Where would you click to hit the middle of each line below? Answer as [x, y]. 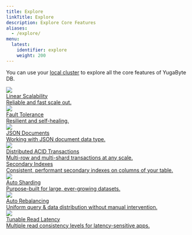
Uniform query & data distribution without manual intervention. [82, 207]
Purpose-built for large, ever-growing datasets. [63, 188]
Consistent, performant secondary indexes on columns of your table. [90, 170]
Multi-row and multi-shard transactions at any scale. [70, 158]
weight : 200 [31, 56]
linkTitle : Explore [30, 17]
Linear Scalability [27, 96]
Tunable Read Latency [33, 219]
